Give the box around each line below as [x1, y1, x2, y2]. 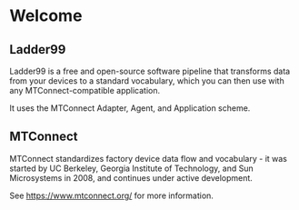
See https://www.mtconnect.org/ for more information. [9, 190, 214, 201]
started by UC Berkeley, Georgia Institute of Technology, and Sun [9, 163, 254, 174]
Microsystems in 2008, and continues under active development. [9, 172, 253, 183]
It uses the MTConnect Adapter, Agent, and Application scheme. [9, 103, 251, 114]
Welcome [9, 5, 83, 26]
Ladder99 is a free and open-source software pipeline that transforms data [9, 65, 291, 76]
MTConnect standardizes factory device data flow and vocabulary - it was [9, 153, 288, 164]
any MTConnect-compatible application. [9, 85, 161, 95]
